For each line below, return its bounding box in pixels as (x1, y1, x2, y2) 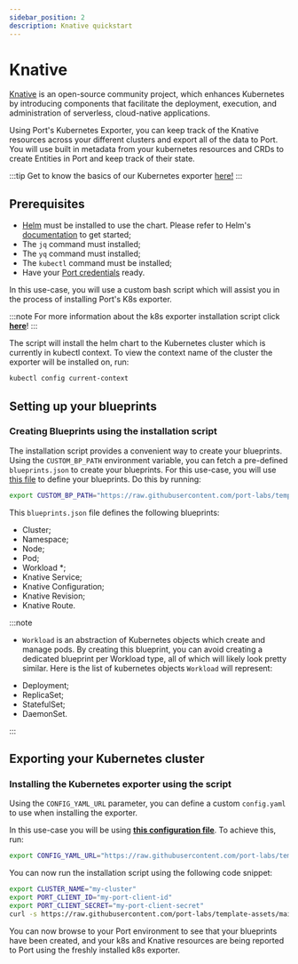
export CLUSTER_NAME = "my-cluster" (9, 885, 137, 894)
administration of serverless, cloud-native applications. (9, 108, 211, 118)
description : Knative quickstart (9, 21, 133, 30)
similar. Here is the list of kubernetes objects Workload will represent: (21, 663, 273, 673)
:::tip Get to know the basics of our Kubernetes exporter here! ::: (9, 171, 243, 181)
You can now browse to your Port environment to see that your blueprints (9, 926, 278, 936)
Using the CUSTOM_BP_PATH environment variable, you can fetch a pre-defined (9, 454, 288, 465)
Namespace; (21, 534, 69, 544)
